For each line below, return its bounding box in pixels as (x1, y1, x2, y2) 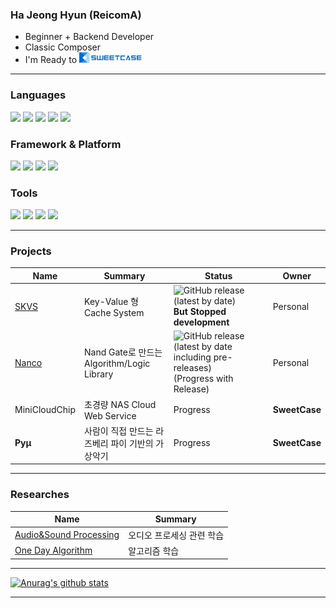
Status (204, 269, 233, 282)
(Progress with (173, 373, 234, 385)
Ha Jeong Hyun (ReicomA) (10, 8, 142, 22)
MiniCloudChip (14, 403, 77, 415)
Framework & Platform (10, 137, 122, 151)
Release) (173, 383, 210, 395)
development (173, 316, 230, 328)
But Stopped (173, 306, 227, 318)
